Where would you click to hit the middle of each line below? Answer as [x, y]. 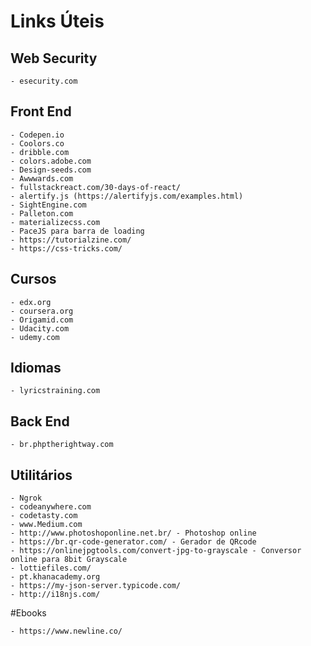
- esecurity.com [44, 81]
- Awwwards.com [42, 178]
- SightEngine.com [48, 205]
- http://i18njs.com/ [55, 595]
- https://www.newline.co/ [66, 631]
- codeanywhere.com [51, 507]
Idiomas [36, 368]
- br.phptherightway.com [62, 445]
